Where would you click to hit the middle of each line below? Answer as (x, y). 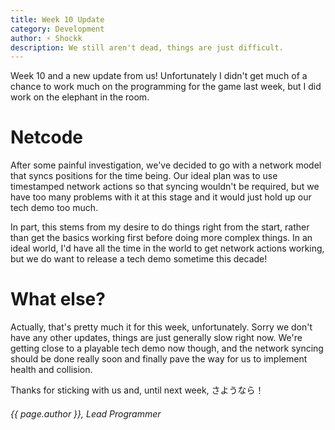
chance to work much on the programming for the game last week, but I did (166, 87)
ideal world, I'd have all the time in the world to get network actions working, (167, 248)
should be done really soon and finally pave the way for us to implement (159, 359)
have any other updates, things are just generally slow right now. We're (156, 338)
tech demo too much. (54, 208)
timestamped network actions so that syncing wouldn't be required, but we (165, 187)
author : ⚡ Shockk (46, 38)
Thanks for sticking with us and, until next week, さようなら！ (137, 390)
